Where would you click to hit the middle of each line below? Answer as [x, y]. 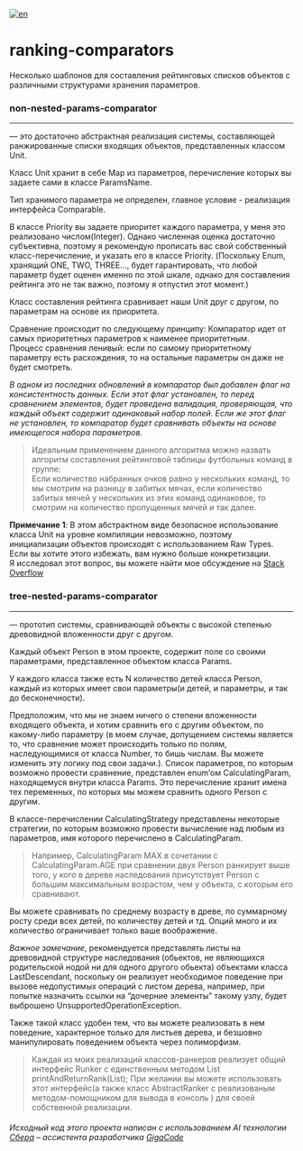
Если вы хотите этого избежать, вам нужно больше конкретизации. [140, 553]
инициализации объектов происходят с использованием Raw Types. [142, 544]
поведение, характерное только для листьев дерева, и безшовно [136, 1032]
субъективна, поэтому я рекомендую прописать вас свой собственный [148, 246]
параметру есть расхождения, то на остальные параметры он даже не [147, 358]
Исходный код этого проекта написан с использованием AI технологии [148, 1128]
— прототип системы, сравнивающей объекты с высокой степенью [141, 624]
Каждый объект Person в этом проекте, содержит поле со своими [138, 651]
